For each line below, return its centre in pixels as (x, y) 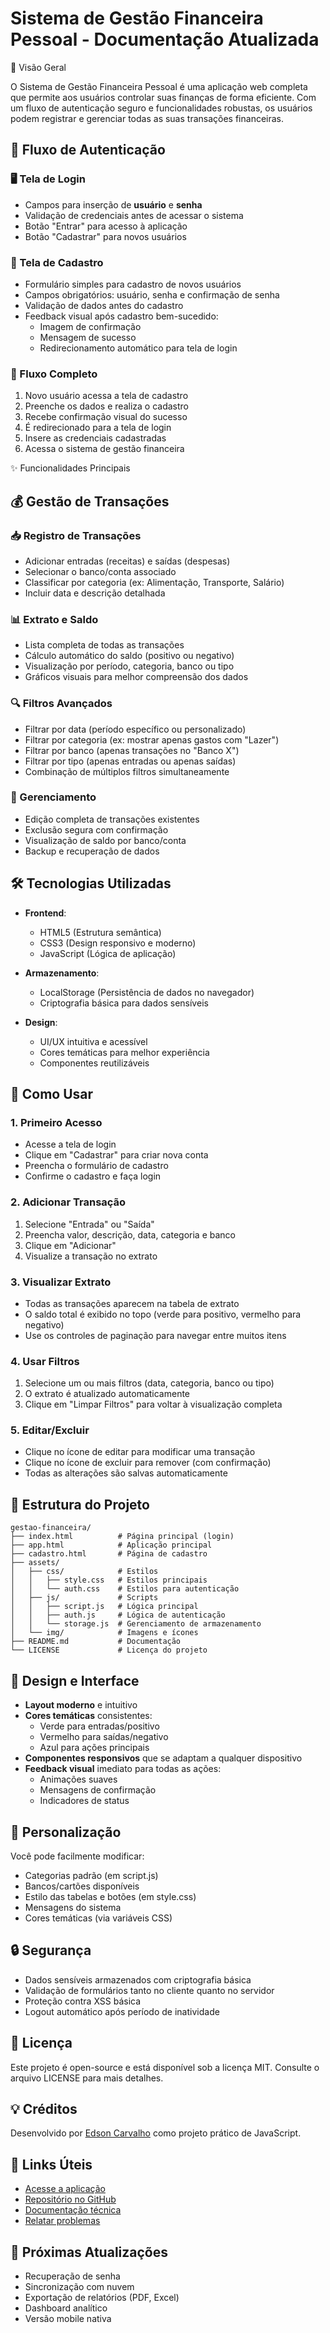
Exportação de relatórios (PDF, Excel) (102, 2297)
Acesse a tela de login (70, 1144)
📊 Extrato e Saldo (54, 619)
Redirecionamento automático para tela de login (138, 348)
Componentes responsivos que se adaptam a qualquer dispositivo (163, 1758)
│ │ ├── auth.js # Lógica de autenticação (118, 1615)
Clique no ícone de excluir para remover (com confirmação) (148, 1463)
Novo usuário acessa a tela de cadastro (106, 396)
